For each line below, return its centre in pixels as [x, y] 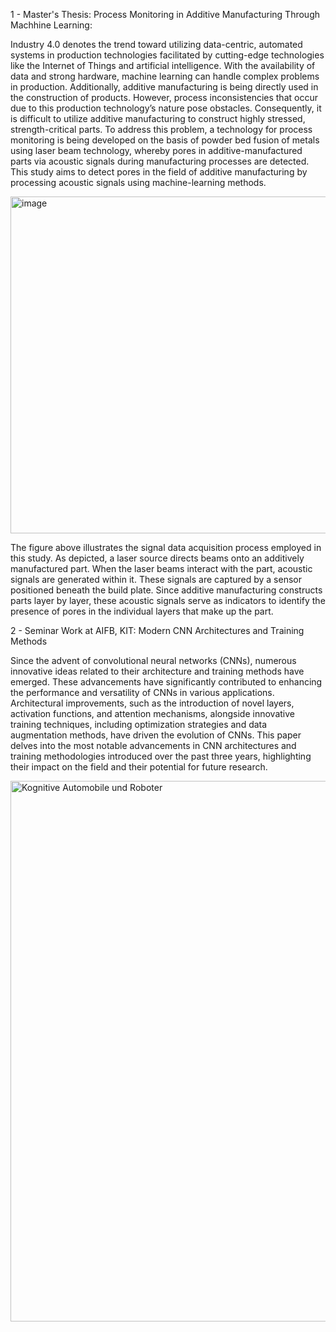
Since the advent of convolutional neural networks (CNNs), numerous [153, 660]
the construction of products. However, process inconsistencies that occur [164, 97]
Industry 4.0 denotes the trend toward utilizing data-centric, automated [156, 44]
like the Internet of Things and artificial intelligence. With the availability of [163, 65]
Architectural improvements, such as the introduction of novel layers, [152, 703]
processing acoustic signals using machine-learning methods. [138, 182]
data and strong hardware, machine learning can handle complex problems [165, 76]
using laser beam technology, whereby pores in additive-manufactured [156, 150]
